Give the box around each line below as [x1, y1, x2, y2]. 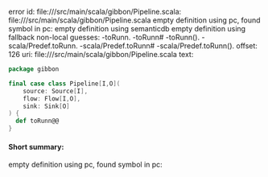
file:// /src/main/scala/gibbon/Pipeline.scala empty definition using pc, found [8, 15, 261, 25]
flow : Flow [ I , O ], [23, 94, 81, 103]
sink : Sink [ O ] [23, 102, 70, 110]
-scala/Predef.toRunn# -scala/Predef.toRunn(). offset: [79, 41, 258, 51]
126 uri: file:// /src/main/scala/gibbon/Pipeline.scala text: [8, 50, 194, 59]
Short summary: [8, 142, 64, 151]
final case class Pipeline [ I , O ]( [8, 80, 121, 88]
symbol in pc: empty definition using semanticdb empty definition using [8, 24, 246, 33]
